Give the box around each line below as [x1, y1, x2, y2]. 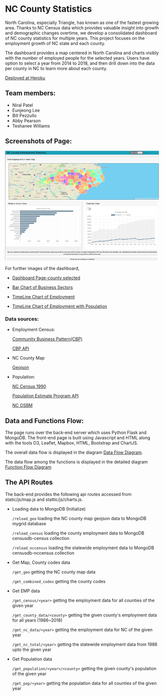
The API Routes [5, 478, 53, 487]
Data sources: [5, 315, 39, 322]
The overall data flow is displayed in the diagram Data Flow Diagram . [5, 449, 143, 455]
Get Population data [12, 656, 52, 662]
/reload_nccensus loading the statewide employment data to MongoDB [12, 544, 155, 551]
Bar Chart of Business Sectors [12, 284, 73, 290]
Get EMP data [12, 588, 40, 594]
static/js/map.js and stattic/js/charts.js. [5, 496, 83, 502]
